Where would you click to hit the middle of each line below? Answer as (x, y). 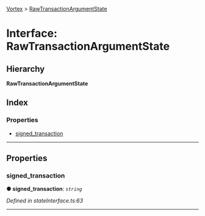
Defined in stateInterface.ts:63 (45, 201)
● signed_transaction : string (44, 189)
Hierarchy (26, 69)
